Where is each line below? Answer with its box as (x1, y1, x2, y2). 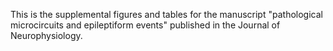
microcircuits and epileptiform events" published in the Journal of (10, 19, 281, 31)
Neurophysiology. (10, 30, 83, 41)
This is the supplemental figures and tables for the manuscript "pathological (10, 9, 323, 20)
